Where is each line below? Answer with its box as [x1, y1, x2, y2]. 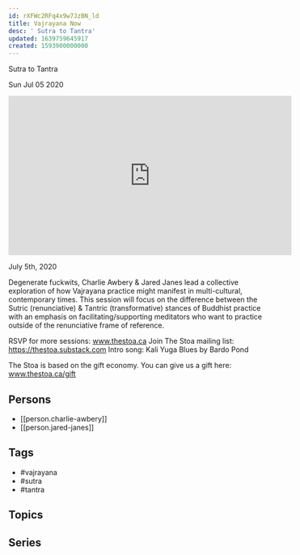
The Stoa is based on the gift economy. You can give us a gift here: [8, 361, 232, 371]
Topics [8, 508, 44, 522]
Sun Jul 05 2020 [8, 80, 64, 90]
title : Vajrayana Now [8, 19, 82, 28]
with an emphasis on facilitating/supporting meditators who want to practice [8, 312, 263, 322]
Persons [8, 392, 51, 406]
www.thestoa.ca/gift [8, 369, 76, 379]
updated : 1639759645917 [8, 34, 89, 43]
